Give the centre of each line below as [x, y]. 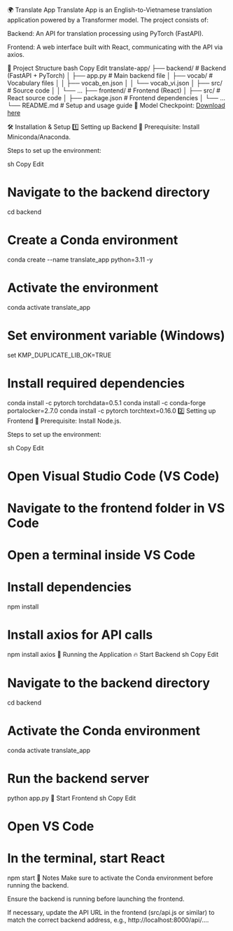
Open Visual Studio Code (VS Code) [113, 476]
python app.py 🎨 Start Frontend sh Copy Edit [72, 798]
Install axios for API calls [80, 635]
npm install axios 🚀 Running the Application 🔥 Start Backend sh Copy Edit [113, 655]
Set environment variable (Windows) [116, 336]
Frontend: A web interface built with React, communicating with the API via [115, 47]
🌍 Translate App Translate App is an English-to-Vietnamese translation [110, 10]
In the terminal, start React [86, 858]
